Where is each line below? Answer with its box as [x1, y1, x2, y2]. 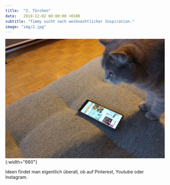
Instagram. [5, 174, 28, 180]
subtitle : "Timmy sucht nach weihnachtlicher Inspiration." [5, 19, 135, 24]
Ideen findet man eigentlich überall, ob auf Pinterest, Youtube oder [5, 169, 144, 175]
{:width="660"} [5, 159, 37, 165]
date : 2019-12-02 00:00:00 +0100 [5, 13, 80, 19]
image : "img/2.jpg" [5, 24, 47, 29]
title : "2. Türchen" [5, 8, 51, 13]
